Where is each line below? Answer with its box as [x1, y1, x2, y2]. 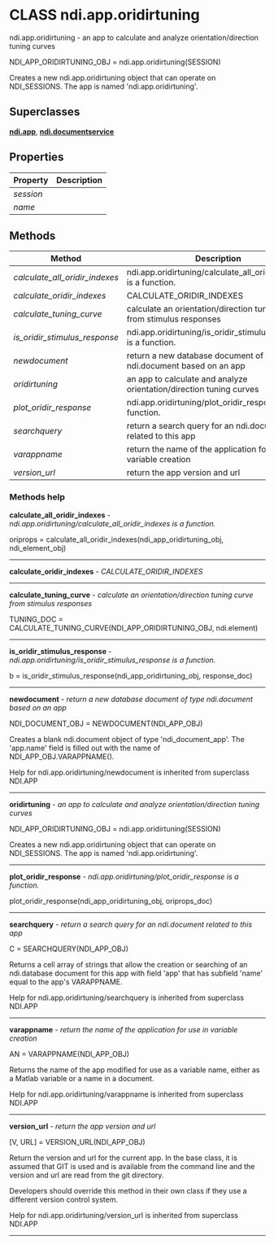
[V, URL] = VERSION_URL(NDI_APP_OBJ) [9, 1137, 146, 1146]
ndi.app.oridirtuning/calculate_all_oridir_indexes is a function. [9, 518, 216, 528]
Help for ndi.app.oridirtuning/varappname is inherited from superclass [9, 1089, 244, 1099]
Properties [9, 151, 64, 164]
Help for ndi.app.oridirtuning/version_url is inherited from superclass [9, 1210, 239, 1220]
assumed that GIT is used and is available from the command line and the [9, 1161, 255, 1171]
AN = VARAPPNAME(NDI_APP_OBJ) [9, 1049, 129, 1058]
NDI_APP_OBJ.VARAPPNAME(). [9, 751, 115, 762]
